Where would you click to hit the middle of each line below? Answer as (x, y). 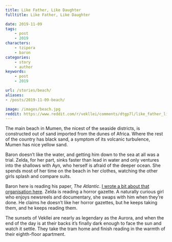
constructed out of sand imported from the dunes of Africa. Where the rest (84, 134)
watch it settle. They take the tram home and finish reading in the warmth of (85, 229)
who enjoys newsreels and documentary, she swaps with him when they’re (84, 197)
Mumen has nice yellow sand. (37, 145)
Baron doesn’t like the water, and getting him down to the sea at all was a (82, 155)
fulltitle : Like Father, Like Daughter (48, 15)
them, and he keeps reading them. (41, 208)
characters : (18, 43)
